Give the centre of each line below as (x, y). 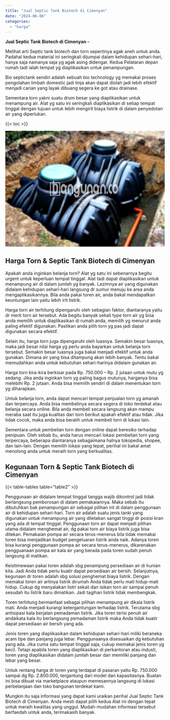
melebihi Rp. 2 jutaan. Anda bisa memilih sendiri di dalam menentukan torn (83, 383)
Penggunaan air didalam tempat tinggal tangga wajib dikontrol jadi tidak (80, 497)
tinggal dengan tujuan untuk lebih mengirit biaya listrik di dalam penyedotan (84, 109)
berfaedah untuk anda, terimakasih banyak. (51, 712)
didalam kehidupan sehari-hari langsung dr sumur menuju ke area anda (80, 289)
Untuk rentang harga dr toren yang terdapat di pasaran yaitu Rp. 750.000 (81, 670)
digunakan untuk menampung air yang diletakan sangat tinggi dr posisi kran (84, 518)
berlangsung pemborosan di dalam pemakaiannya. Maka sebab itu (75, 502)
